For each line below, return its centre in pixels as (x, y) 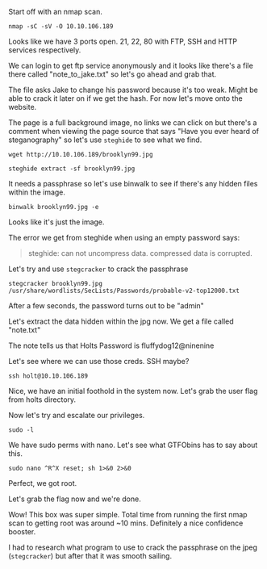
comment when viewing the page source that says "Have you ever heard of (134, 131)
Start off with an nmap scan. (55, 12)
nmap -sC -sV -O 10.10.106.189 (61, 27)
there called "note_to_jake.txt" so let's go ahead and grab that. (113, 74)
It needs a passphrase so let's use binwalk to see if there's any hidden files (133, 184)
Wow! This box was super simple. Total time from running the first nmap (128, 515)
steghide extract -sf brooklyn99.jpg (72, 169)
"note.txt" (25, 330)
